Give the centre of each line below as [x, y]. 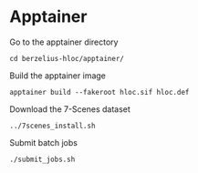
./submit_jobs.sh [42, 159]
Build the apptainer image [58, 76]
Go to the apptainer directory [64, 42]
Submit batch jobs [43, 142]
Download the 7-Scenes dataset [70, 109]
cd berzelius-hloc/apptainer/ [67, 58]
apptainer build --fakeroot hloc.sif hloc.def [99, 92]
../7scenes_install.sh [52, 126]
